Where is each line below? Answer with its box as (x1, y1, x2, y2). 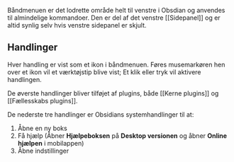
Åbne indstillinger (17, 146, 69, 155)
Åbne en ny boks (17, 124, 67, 132)
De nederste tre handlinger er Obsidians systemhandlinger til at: (7, 110, 194, 119)
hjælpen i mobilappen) (17, 139, 84, 147)
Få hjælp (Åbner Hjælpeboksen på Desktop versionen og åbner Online (17, 131, 228, 140)
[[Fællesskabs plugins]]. (7, 96, 78, 105)
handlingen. (7, 75, 43, 83)
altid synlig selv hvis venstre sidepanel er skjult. (7, 21, 147, 29)
